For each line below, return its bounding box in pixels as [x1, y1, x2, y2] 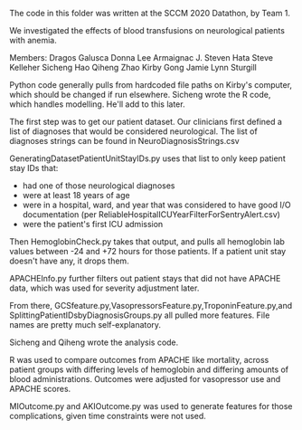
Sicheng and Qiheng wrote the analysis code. [9, 337, 179, 348]
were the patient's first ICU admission [22, 219, 164, 229]
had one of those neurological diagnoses [22, 180, 175, 191]
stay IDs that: [9, 163, 59, 173]
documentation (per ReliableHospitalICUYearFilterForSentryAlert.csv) [22, 209, 280, 220]
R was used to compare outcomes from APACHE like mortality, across [9, 355, 269, 365]
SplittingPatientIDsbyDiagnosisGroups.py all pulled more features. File [9, 310, 270, 320]
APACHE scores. [9, 384, 71, 394]
